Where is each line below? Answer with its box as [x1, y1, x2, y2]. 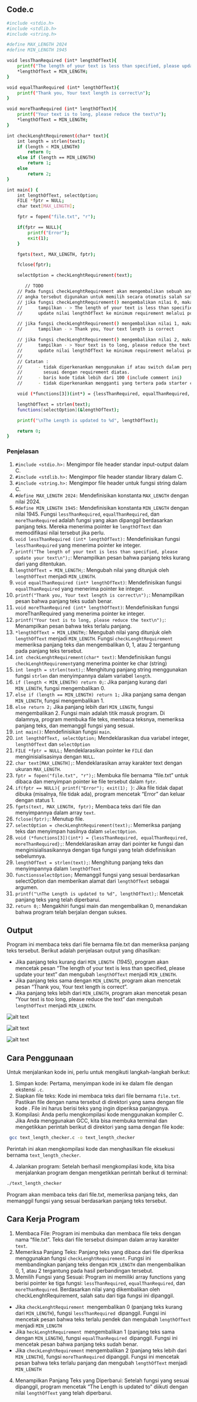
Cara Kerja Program [6, 1214, 80, 1224]
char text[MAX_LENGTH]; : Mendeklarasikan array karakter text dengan [15, 759, 183, 766]
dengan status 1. [15, 796, 55, 804]
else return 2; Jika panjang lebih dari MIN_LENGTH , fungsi [15, 703, 154, 710]
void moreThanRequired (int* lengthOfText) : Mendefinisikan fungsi [15, 604, 179, 611]
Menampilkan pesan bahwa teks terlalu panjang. [15, 622, 132, 629]
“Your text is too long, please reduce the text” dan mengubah [15, 996, 163, 1003]
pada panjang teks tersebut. [15, 647, 84, 654]
